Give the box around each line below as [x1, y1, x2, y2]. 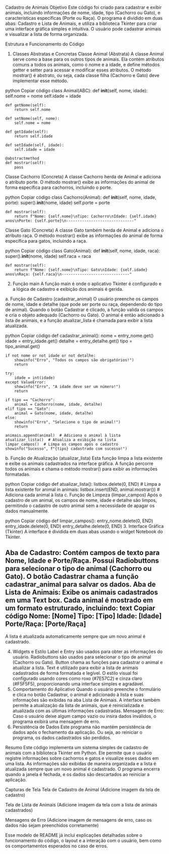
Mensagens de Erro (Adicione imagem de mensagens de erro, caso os [5, 817, 152, 823]
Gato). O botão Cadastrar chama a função [5, 572, 139, 581]
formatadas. [5, 471, 31, 477]
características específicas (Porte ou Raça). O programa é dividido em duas [5, 15, 163, 21]
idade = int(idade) [14, 375, 55, 380]
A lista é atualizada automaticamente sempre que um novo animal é [5, 633, 146, 639]
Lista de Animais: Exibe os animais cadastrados [5, 588, 158, 597]
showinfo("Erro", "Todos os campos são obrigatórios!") [14, 358, 135, 363]
